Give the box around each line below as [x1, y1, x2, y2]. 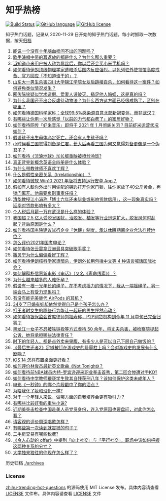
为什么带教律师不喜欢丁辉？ [12, 165, 69, 171]
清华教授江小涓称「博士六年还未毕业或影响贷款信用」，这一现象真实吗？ [12, 196, 158, 202]
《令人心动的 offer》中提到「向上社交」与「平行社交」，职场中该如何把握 [12, 437, 160, 443]
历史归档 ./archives [5, 460, 44, 466]
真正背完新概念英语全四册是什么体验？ [12, 159, 91, 165]
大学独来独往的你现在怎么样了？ [12, 449, 78, 455]
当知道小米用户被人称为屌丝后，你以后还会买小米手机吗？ [12, 60, 130, 66]
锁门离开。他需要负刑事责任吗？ [12, 190, 78, 196]
